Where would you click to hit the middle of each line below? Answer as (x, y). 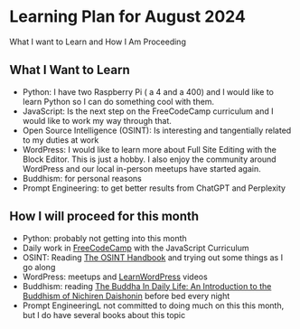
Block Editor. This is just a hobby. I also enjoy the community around (150, 159)
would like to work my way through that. (97, 120)
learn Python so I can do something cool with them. (118, 101)
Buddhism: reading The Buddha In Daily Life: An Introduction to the (147, 286)
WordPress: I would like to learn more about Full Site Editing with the (150, 149)
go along (39, 267)
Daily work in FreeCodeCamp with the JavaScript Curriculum (136, 248)
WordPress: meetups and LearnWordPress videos (115, 277)
